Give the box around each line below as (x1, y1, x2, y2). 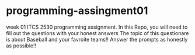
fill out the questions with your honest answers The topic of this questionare (6, 29, 189, 36)
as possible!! (6, 42, 37, 49)
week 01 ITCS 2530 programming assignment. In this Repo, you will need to (6, 23, 188, 30)
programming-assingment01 (6, 4, 148, 18)
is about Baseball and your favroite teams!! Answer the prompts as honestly (6, 36, 188, 43)
